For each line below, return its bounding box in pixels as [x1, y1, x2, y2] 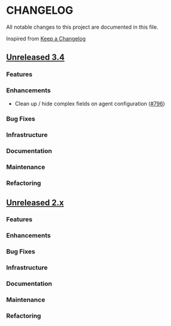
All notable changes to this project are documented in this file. [6, 23, 158, 31]
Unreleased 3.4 [6, 52, 65, 63]
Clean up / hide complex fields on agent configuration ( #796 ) [14, 100, 166, 107]
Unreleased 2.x [6, 197, 64, 208]
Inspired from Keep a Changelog [6, 35, 86, 42]
